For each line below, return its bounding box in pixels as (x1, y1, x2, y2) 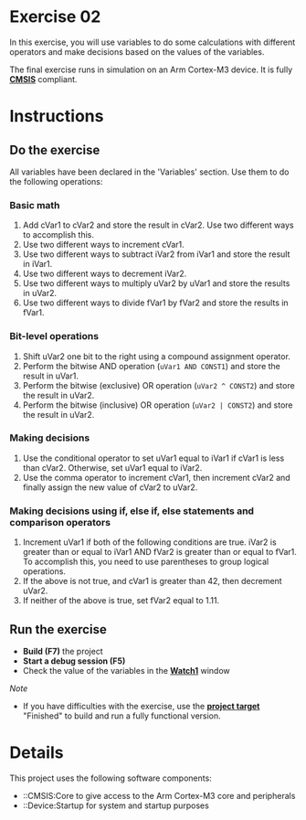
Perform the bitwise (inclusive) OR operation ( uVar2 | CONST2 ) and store (22, 399, 294, 410)
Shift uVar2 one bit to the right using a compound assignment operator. (22, 350, 290, 362)
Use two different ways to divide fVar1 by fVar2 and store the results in (22, 297, 290, 308)
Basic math (9, 198, 61, 211)
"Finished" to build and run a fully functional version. (22, 710, 221, 721)
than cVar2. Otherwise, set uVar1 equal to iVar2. (22, 462, 203, 473)
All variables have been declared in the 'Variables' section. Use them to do (9, 166, 290, 177)
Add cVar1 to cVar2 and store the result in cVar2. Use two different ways (22, 219, 294, 230)
